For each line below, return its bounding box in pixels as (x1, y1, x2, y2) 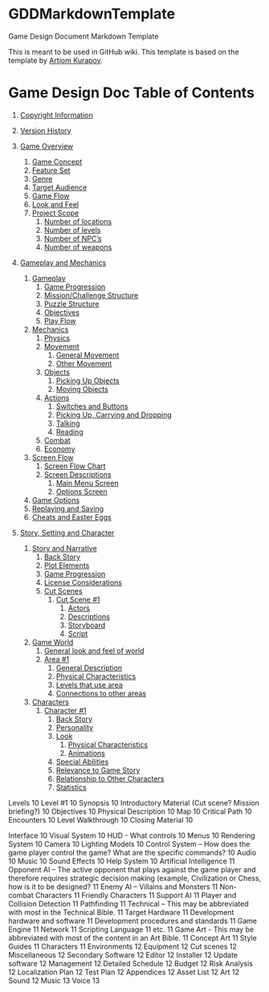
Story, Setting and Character (19, 528, 115, 537)
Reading (55, 427, 84, 436)
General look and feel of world (43, 646, 145, 655)
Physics (43, 333, 71, 342)
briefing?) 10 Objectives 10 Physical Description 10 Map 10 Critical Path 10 (8, 806, 252, 816)
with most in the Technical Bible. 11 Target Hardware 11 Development (8, 907, 234, 916)
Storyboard (67, 620, 106, 630)
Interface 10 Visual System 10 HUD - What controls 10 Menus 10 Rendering (8, 831, 255, 840)
